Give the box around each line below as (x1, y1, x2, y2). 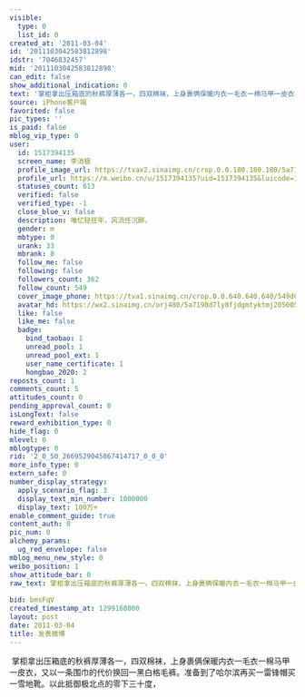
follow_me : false (17, 258, 84, 268)
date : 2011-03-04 (9, 621, 75, 630)
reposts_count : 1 (9, 376, 75, 386)
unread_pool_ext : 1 (25, 350, 100, 359)
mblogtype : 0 (9, 444, 59, 453)
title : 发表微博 (9, 629, 65, 638)
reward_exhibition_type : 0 (9, 418, 112, 427)
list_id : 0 (17, 30, 59, 39)
